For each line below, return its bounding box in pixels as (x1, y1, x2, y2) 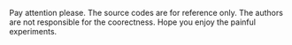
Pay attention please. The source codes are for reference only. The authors (9, 8, 283, 18)
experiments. (9, 26, 58, 36)
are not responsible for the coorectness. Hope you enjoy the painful (9, 17, 257, 27)
